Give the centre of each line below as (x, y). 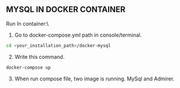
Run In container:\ (27, 23)
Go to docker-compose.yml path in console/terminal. (78, 35)
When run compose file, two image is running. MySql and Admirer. (94, 79)
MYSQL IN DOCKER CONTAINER (66, 10)
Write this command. (39, 57)
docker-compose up (28, 67)
